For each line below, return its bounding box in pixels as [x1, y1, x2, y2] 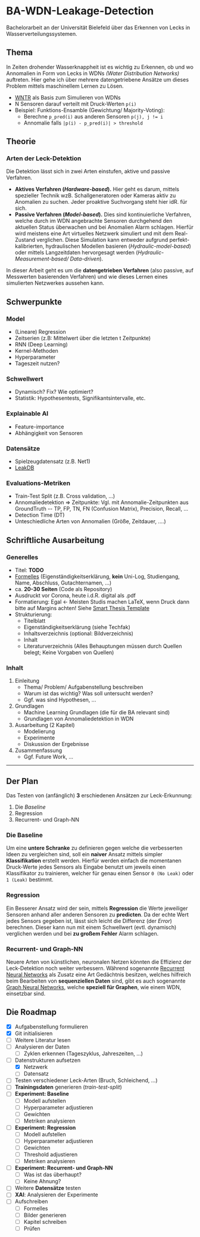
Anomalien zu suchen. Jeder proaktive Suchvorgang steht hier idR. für [14, 198, 187, 206]
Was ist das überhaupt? [23, 1171, 82, 1178]
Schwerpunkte [6, 297, 62, 307]
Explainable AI [6, 409, 49, 418]
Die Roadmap [6, 1007, 57, 1017]
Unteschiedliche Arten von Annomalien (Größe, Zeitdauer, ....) [14, 518, 167, 525]
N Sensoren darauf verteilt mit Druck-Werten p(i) [14, 100, 137, 107]
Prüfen [23, 1224, 40, 1232]
